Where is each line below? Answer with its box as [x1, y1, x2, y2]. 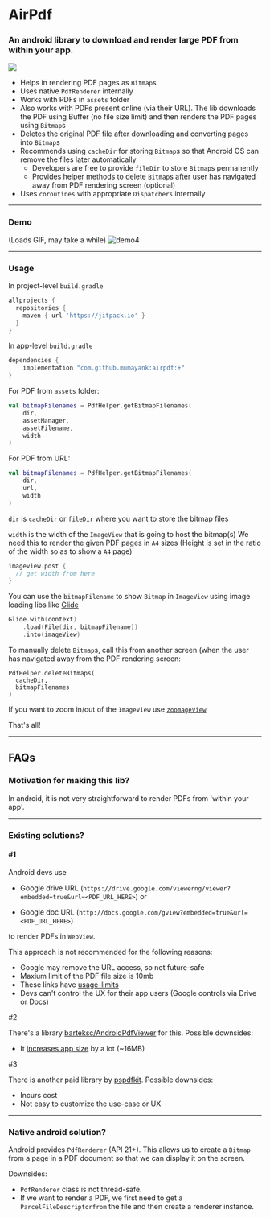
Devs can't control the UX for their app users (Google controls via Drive [19, 988, 257, 997]
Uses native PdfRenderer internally [19, 86, 134, 96]
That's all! [8, 720, 41, 729]
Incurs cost [19, 1090, 58, 1100]
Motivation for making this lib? [8, 775, 130, 787]
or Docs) [19, 997, 50, 1006]
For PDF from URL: [8, 453, 71, 464]
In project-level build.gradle [8, 281, 104, 291]
